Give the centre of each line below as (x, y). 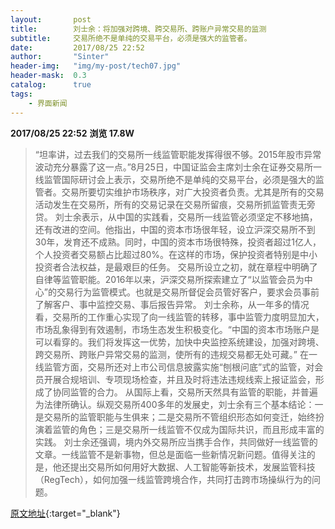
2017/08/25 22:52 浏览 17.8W (72, 133)
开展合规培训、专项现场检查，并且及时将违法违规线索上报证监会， (179, 379)
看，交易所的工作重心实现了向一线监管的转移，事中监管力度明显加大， (179, 317)
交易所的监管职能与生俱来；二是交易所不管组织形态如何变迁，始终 (179, 417)
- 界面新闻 (48, 103)
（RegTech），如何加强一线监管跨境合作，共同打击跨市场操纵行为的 (173, 479)
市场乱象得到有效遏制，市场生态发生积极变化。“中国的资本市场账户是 (177, 329)
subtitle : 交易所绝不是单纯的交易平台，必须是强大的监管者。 (131, 38)
